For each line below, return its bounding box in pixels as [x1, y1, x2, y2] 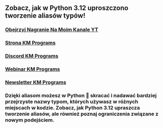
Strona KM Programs [5, 39, 56, 46]
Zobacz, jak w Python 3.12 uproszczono [5, 4, 129, 12]
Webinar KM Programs [5, 66, 60, 73]
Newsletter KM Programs [5, 79, 67, 85]
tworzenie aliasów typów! [5, 12, 86, 20]
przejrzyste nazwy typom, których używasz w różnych [5, 98, 139, 105]
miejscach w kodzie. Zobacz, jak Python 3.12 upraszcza [5, 104, 140, 111]
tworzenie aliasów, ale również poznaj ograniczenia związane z [5, 110, 159, 117]
